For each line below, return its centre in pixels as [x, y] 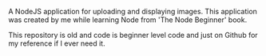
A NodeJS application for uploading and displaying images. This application [133, 11]
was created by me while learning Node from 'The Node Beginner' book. [128, 20]
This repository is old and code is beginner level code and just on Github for [133, 35]
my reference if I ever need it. [57, 43]
